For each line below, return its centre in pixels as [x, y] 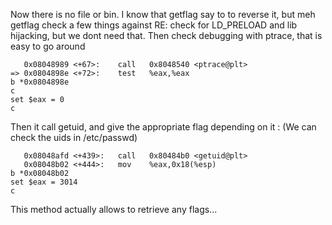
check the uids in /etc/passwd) [74, 137]
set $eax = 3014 [44, 182]
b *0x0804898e [40, 82]
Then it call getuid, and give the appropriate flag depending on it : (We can [163, 127]
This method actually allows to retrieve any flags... [114, 209]
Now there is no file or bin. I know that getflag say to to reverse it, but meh [163, 14]
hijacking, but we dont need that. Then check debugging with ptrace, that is [166, 35]
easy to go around [48, 46]
